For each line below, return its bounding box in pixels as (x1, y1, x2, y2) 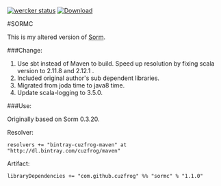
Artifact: (7, 159, 30, 168)
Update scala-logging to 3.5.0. (16, 89, 103, 96)
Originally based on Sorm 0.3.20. (7, 115, 101, 123)
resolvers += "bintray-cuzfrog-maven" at (7, 142, 127, 148)
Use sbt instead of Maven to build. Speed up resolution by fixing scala (16, 59, 215, 68)
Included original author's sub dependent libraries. (16, 74, 159, 82)
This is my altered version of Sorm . (7, 33, 106, 41)
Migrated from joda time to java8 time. (16, 81, 125, 89)
